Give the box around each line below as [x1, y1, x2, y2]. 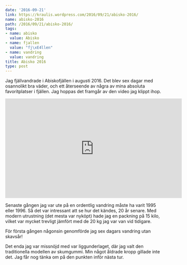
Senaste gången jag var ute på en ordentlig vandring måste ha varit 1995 [5, 202, 156, 208]
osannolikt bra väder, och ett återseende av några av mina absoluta [5, 83, 145, 89]
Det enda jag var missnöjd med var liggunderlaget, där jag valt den [5, 243, 144, 249]
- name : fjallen [5, 40, 39, 46]
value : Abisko [10, 36, 39, 41]
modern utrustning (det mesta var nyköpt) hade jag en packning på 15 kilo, [5, 213, 160, 219]
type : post [5, 64, 28, 69]
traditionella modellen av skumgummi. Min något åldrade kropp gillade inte [5, 249, 160, 255]
